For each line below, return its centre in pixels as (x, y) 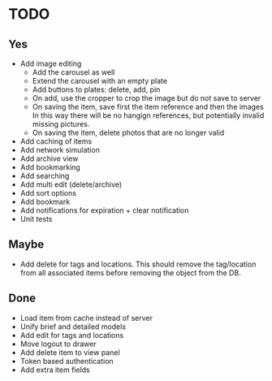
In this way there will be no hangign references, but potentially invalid (148, 115)
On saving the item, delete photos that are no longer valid (128, 132)
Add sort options (48, 193)
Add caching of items (56, 141)
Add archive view (49, 158)
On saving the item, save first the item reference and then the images (148, 107)
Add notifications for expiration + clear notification (104, 210)
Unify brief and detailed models (73, 327)
